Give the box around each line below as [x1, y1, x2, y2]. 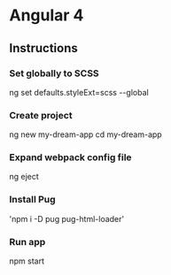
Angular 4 [9, 5, 84, 26]
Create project [9, 109, 73, 121]
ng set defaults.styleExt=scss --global [9, 87, 149, 97]
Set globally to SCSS [9, 67, 99, 80]
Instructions [9, 41, 78, 56]
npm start [9, 256, 45, 266]
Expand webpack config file [9, 151, 132, 164]
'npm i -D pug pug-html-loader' [9, 213, 125, 224]
